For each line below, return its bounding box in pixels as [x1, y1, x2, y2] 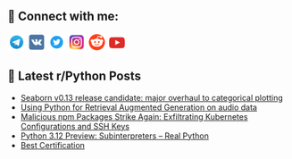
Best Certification [20, 139, 86, 150]
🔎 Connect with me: [7, 9, 119, 24]
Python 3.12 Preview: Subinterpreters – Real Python [20, 130, 210, 141]
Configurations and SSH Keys [20, 121, 130, 131]
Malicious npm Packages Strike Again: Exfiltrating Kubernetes [20, 111, 248, 121]
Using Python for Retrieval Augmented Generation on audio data [20, 102, 257, 113]
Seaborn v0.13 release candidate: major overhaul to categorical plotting [20, 92, 284, 103]
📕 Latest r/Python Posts [7, 69, 142, 84]
